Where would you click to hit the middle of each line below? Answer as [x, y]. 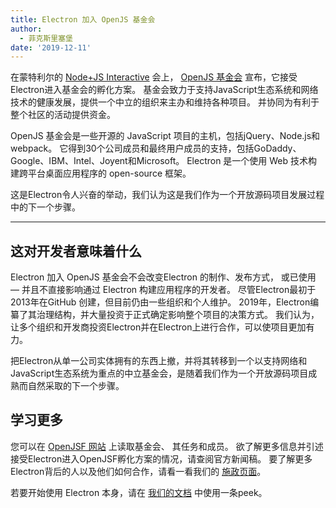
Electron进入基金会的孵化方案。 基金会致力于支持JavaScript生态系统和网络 [164, 90]
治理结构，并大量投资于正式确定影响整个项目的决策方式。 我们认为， [178, 315]
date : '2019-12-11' [51, 47]
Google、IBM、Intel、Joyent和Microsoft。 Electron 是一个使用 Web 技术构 [164, 161]
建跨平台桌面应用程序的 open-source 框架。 [101, 173]
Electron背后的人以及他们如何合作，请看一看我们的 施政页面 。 [138, 471]
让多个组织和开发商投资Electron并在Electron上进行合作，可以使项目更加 [158, 327]
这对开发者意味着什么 [76, 251]
